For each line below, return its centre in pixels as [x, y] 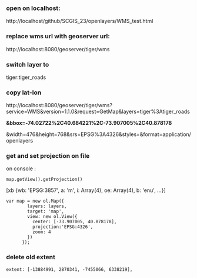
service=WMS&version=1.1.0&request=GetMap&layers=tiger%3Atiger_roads [98, 112]
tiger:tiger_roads [26, 77]
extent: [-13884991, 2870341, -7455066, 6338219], [69, 269]
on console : [21, 168]
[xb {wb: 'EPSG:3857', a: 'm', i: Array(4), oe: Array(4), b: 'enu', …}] [86, 190]
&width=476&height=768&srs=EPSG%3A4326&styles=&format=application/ [98, 134]
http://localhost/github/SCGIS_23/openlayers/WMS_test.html [80, 21]
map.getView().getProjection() [44, 180]
